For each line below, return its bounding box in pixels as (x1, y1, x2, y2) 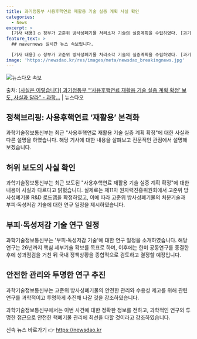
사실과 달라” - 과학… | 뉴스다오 (13, 94, 84, 101)
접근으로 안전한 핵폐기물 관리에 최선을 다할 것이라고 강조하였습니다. (16, 314, 171, 321)
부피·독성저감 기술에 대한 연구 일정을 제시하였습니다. (6, 201, 125, 208)
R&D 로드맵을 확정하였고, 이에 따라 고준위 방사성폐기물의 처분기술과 (31, 194, 186, 201)
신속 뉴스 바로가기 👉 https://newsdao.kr (6, 326, 102, 333)
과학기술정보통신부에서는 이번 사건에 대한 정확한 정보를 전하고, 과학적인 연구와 (6, 306, 185, 313)
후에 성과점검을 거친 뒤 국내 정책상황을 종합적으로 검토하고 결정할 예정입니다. (6, 251, 182, 258)
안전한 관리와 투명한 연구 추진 (6, 270, 106, 280)
